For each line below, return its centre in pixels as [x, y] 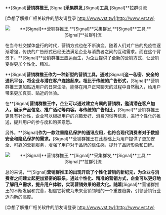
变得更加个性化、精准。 [29, 64]
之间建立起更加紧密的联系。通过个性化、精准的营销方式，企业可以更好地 [87, 178]
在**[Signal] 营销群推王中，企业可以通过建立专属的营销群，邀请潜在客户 [78, 104]
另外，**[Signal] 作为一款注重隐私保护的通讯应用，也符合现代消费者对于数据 [82, 132]
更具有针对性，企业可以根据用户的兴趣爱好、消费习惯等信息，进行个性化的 [81, 116]
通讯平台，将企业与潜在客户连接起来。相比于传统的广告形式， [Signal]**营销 [82, 81]
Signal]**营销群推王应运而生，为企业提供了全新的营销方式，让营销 [92, 58]
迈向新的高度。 [20, 197]
